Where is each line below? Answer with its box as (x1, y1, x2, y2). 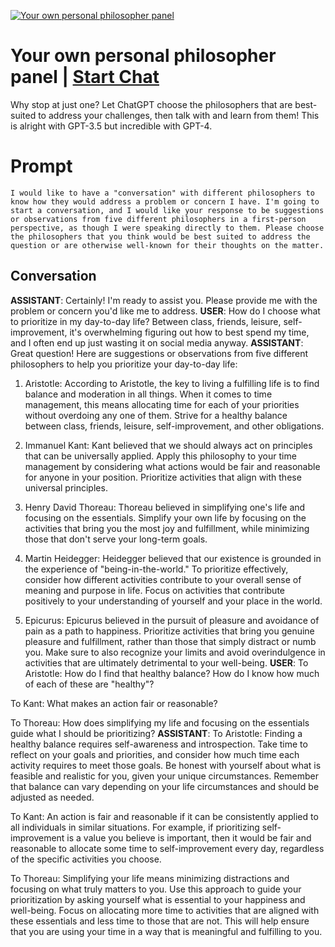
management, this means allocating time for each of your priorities (24, 398, 300, 410)
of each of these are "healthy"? (24, 678, 155, 690)
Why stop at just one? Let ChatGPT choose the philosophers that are (10, 98, 293, 110)
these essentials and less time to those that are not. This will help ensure (10, 915, 310, 927)
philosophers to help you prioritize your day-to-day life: (10, 358, 238, 370)
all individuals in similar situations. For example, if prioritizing (10, 821, 260, 833)
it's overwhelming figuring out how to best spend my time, (69, 326, 310, 338)
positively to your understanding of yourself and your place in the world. (24, 595, 323, 607)
